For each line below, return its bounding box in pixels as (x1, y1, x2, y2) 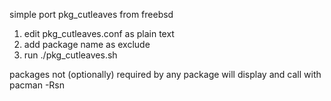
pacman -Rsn (9, 79, 66, 91)
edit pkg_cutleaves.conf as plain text (23, 28, 175, 39)
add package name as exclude (23, 39, 151, 50)
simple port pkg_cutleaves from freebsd (9, 9, 174, 20)
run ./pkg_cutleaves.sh (23, 49, 118, 61)
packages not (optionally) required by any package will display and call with (9, 69, 322, 80)
